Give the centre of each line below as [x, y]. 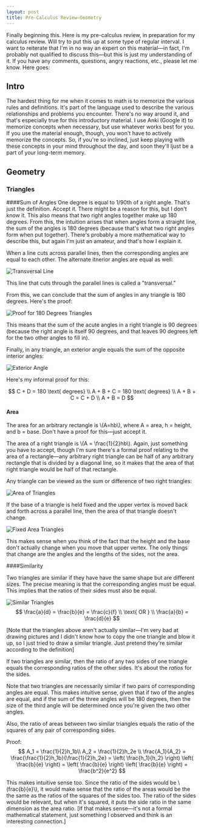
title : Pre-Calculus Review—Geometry [54, 18]
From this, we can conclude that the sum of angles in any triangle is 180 [96, 295]
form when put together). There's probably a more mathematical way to [96, 235]
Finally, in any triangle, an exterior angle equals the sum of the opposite [96, 349]
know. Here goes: [28, 67]
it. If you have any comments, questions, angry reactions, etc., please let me [102, 61]
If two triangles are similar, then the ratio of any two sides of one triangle [97, 661]
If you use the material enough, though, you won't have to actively [89, 133]
